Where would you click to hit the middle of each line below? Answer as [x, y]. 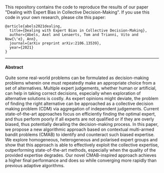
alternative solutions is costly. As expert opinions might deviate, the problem [82, 99]
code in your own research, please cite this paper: [55, 17]
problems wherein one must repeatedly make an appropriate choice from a [80, 83]
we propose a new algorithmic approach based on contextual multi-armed [80, 130]
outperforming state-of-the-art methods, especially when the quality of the [81, 150]
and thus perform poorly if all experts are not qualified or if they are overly [80, 119]
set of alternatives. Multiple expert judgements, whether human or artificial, [81, 88]
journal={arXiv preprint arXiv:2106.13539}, [55, 43]
